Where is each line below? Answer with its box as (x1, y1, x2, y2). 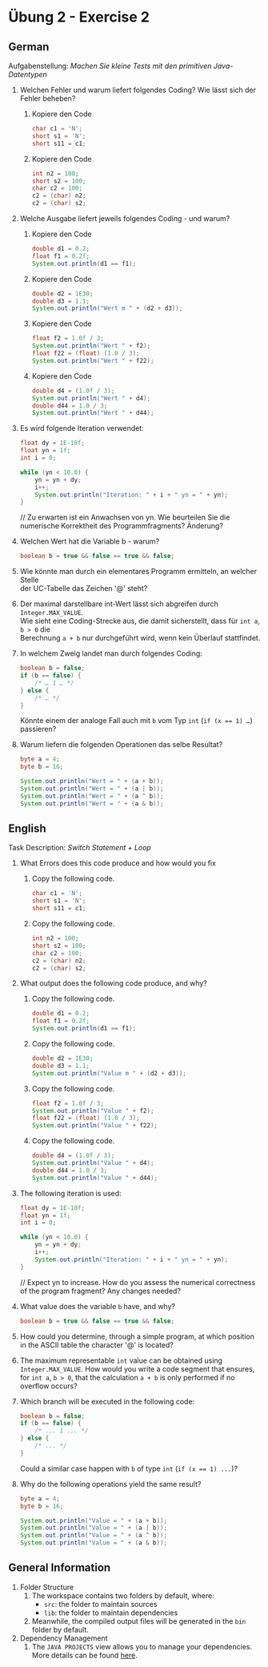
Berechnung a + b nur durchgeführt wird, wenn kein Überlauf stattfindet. (19, 633, 261, 643)
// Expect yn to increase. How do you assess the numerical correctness (19, 1277, 256, 1287)
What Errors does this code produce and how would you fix (19, 858, 216, 868)
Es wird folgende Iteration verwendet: (19, 424, 144, 433)
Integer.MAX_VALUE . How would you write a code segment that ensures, (19, 1364, 255, 1373)
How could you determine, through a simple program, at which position (19, 1332, 254, 1341)
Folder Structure (19, 1582, 74, 1592)
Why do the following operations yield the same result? (19, 1479, 202, 1488)
